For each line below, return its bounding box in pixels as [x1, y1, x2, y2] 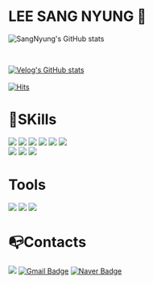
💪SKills [8, 110, 57, 129]
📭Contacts [8, 233, 87, 251]
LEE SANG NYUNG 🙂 [8, 7, 147, 26]
